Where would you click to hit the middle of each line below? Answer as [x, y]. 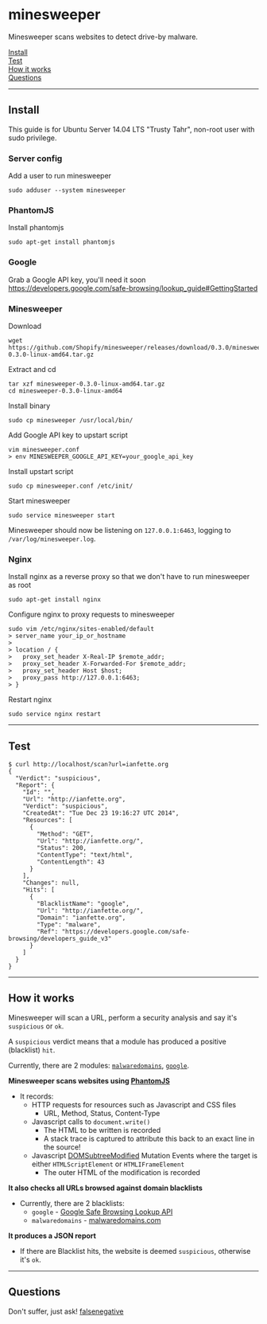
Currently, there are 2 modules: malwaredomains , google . [99, 1065]
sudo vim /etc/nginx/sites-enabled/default [81, 629]
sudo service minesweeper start [62, 515]
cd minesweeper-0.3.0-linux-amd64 [66, 391]
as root [20, 585]
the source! [62, 1147]
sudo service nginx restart [55, 715]
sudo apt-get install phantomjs [62, 242]
